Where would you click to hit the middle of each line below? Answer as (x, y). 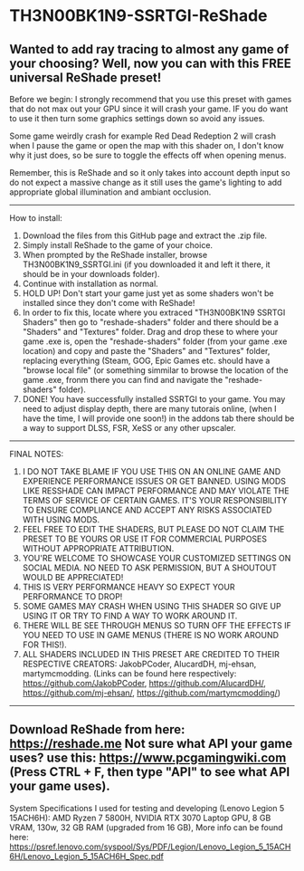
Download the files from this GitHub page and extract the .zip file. (145, 235)
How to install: (36, 218)
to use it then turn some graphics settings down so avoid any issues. (137, 118)
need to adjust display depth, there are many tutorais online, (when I (150, 409)
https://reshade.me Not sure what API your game (151, 744)
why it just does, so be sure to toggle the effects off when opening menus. (148, 155)
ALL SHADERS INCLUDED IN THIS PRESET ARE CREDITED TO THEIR (151, 654)
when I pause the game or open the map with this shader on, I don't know (147, 145)
